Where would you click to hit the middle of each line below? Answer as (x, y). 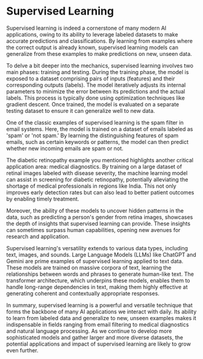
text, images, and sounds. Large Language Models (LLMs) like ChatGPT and (101, 255)
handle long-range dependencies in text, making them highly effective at (97, 287)
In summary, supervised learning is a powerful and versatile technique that (99, 305)
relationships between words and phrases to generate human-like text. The (100, 274)
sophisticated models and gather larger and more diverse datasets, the (95, 337)
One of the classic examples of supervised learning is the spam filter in (95, 122)
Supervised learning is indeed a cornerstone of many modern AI (86, 28)
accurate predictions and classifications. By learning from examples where (99, 41)
